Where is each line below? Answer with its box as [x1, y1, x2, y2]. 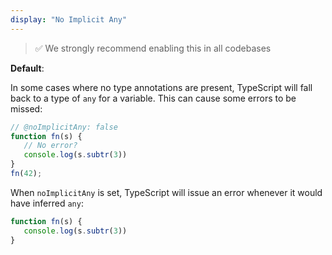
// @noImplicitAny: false [10, 122, 118, 132]
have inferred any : [10, 197, 84, 209]
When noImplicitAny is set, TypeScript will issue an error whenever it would [10, 186, 323, 198]
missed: [10, 102, 43, 115]
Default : [10, 62, 45, 74]
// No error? [23, 141, 78, 151]
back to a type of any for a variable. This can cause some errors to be [10, 92, 297, 104]
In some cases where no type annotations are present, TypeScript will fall [10, 81, 313, 93]
